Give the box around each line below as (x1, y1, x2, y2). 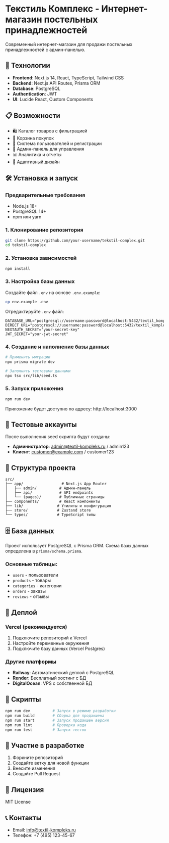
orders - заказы (12, 588, 46, 594)
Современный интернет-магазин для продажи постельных (5, 41, 133, 47)
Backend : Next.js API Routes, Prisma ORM (12, 80, 101, 86)
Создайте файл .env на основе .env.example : (5, 289, 101, 296)
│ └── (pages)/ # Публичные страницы (5, 495, 105, 500)
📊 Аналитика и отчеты (12, 151, 62, 157)
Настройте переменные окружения (12, 640, 90, 646)
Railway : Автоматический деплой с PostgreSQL (12, 670, 115, 676)
